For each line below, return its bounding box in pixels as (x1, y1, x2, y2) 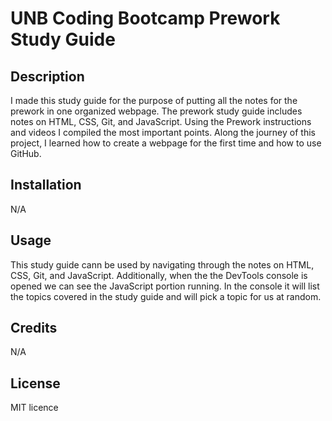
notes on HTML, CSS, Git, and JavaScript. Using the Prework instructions (10, 116, 312, 127)
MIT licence (10, 402, 59, 414)
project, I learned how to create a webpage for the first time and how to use (10, 137, 322, 149)
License (10, 375, 61, 392)
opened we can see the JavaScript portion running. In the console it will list (10, 280, 320, 292)
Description (10, 68, 85, 85)
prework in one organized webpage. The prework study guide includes (10, 105, 303, 117)
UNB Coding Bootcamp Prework (10, 7, 281, 30)
